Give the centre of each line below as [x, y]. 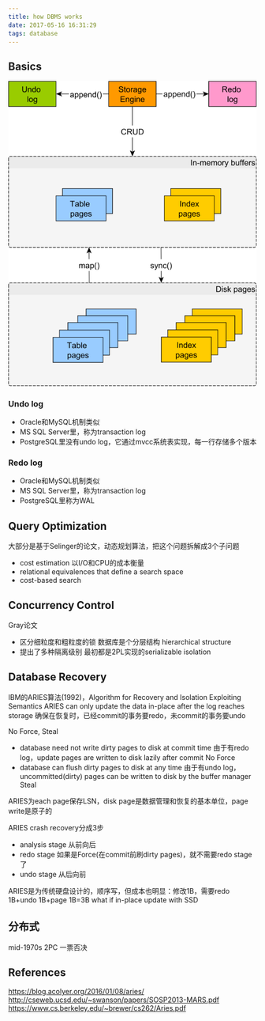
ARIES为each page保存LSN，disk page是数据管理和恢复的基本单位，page [128, 801]
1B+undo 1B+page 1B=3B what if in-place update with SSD [103, 900]
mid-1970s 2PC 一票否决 [48, 947]
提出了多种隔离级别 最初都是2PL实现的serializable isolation [115, 652]
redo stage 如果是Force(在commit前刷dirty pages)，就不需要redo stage [136, 854]
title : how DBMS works [45, 17]
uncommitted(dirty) [51, 776]
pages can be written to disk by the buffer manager [168, 776]
